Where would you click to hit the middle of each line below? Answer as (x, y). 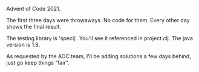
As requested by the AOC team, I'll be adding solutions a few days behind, (99, 56)
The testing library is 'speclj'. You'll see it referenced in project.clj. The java (100, 38)
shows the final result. (34, 27)
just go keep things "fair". (38, 63)
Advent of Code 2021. (34, 9)
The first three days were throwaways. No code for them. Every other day (98, 20)
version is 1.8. (23, 45)
